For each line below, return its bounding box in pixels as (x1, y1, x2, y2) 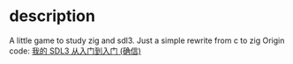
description (9, 6, 95, 26)
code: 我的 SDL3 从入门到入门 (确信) (9, 46, 141, 56)
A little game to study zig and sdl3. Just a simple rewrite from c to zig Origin (9, 35, 285, 46)
